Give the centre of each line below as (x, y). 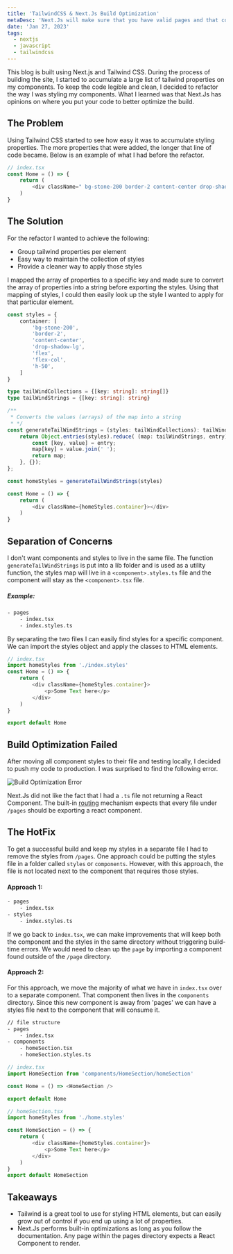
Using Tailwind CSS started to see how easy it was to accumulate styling (111, 140)
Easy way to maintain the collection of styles (81, 259)
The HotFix (32, 832)
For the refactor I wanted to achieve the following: (78, 238)
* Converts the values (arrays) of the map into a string (96, 417)
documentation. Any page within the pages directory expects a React (116, 1236)
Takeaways (32, 1197)
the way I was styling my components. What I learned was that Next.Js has (114, 94)
